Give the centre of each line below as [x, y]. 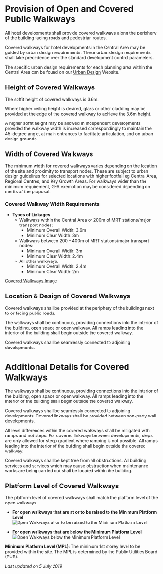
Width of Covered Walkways [49, 154]
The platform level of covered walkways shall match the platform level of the [81, 498]
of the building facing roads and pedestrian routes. [56, 38]
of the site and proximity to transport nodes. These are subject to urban [77, 171]
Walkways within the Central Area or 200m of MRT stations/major [85, 220]
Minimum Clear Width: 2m [53, 271]
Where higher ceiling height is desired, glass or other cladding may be [75, 108]
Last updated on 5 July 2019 [34, 566]
